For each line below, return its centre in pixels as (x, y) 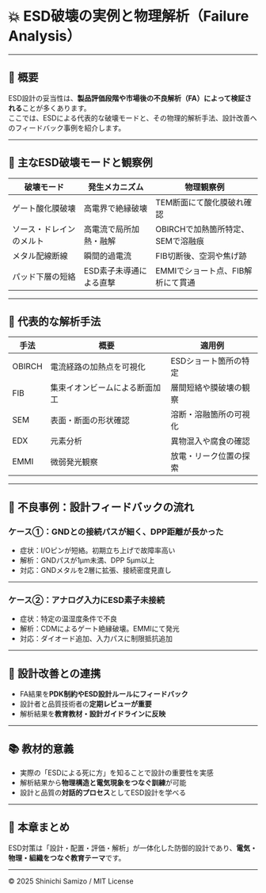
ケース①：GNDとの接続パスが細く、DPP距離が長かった (116, 532)
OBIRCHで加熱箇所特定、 (202, 229)
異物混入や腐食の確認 (211, 441)
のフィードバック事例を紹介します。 (67, 128)
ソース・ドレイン (44, 229)
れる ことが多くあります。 (49, 108)
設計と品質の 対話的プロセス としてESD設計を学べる (103, 792)
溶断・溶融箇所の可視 (211, 414)
